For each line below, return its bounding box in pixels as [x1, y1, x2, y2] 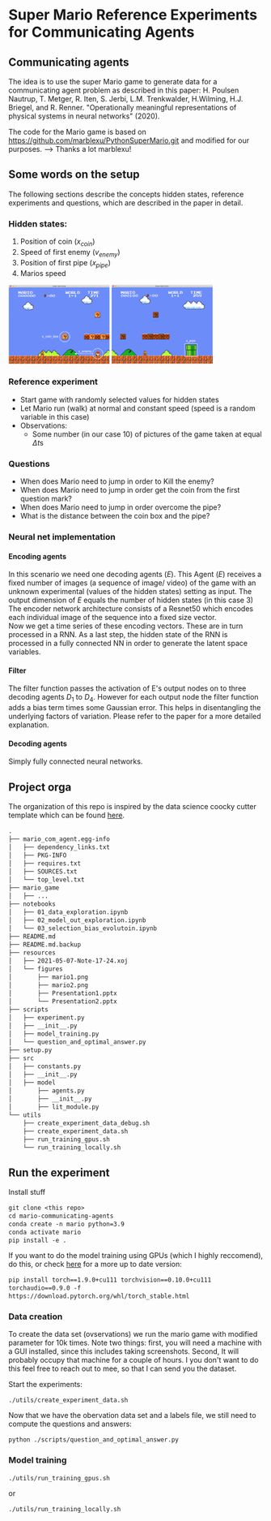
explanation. [8, 720, 50, 730]
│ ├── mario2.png [8, 981, 89, 989]
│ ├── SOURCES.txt [8, 868, 78, 876]
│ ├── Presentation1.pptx [8, 989, 117, 997]
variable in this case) [19, 411, 90, 421]
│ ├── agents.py [8, 1087, 85, 1095]
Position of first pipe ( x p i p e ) [19, 257, 112, 269]
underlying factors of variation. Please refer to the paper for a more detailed [8, 712, 261, 722]
